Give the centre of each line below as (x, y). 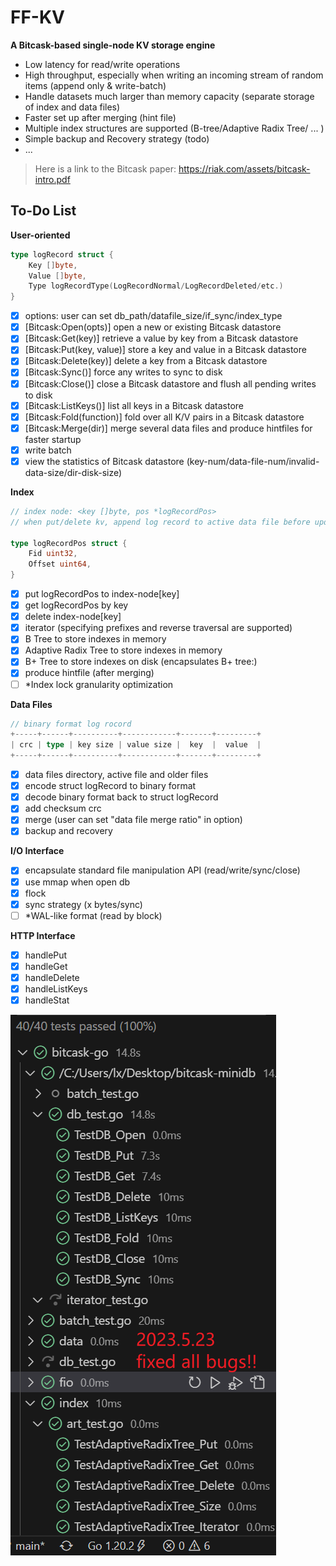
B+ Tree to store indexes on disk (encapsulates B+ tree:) (141, 662)
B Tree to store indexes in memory (95, 639)
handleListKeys (56, 988)
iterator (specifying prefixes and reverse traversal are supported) (158, 628)
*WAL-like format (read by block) (93, 915)
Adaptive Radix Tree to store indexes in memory (123, 650)
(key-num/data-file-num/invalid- (253, 461)
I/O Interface (37, 851)
